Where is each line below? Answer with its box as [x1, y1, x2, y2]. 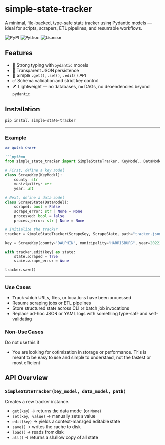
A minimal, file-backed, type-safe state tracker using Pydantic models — [5, 20, 152, 26]
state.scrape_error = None [14, 259, 69, 263]
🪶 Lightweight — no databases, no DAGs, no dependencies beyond [12, 83, 150, 89]
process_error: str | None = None [14, 218, 84, 223]
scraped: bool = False [14, 204, 60, 209]
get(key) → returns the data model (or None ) [12, 408, 102, 414]
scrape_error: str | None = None [14, 209, 82, 214]
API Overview [5, 374, 48, 382]
